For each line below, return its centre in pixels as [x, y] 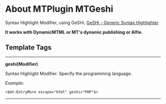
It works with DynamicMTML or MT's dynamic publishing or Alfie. [74, 32]
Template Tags [28, 48]
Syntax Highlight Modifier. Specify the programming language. [69, 73]
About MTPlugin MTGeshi [59, 9]
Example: [15, 83]
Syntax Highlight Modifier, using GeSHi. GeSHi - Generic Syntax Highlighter [82, 23]
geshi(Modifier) [22, 64]
